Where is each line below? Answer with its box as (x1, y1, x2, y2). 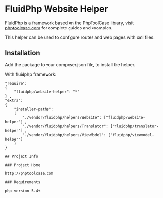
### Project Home (5, 162, 41, 168)
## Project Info (5, 154, 38, 159)
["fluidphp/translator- (110, 124, 159, 129)
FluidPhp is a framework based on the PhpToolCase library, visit (5, 20, 134, 26)
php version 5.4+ (5, 188, 41, 193)
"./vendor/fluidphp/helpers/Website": (23, 115, 102, 120)
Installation (5, 49, 40, 57)
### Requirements (5, 179, 41, 185)
